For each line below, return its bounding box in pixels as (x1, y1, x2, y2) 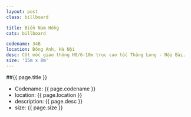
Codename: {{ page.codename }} (14, 85, 96, 92)
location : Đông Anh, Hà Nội (6, 47, 75, 53)
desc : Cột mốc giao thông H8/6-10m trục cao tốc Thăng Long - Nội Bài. (6, 52, 186, 58)
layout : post (6, 8, 38, 15)
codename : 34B (6, 41, 41, 47)
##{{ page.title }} (6, 73, 47, 80)
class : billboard (6, 14, 49, 20)
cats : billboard (6, 30, 46, 36)
